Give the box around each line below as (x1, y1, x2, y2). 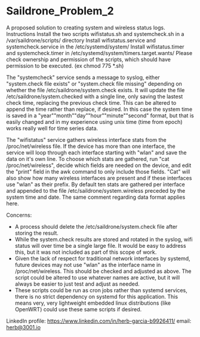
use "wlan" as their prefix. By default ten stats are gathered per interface (6, 181, 185, 188)
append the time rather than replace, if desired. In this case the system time (6, 105, 193, 113)
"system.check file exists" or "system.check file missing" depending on (6, 80, 182, 87)
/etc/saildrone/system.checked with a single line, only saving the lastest (6, 93, 183, 100)
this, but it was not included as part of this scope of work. (14, 248, 157, 256)
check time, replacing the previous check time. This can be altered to (6, 99, 177, 106)
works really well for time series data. (6, 125, 99, 132)
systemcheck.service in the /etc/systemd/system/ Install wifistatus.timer (6, 43, 184, 50)
